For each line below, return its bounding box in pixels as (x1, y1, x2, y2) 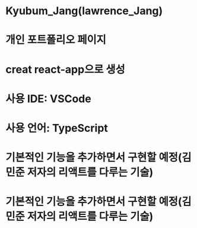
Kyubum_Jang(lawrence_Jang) (5, 4, 163, 18)
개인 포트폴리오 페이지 (5, 33, 106, 47)
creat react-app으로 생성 (5, 62, 125, 76)
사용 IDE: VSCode (5, 92, 91, 105)
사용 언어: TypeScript (5, 121, 108, 135)
